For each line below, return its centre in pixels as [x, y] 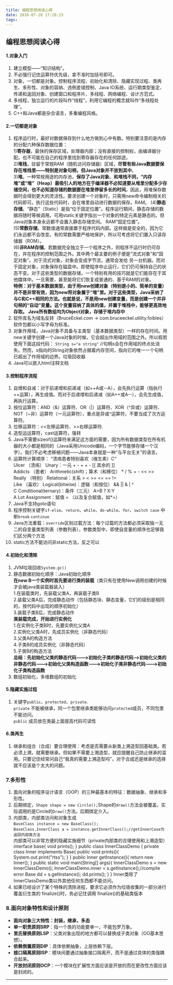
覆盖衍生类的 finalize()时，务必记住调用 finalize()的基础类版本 [78, 894]
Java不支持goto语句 [34, 504]
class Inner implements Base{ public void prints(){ [66, 852]
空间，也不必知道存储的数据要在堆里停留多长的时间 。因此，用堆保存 [90, 190]
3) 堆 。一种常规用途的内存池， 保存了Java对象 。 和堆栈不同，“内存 [83, 177]
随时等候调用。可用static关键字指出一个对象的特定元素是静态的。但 [93, 215]
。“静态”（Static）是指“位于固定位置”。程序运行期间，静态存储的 [91, 209]
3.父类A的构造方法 [33, 638]
